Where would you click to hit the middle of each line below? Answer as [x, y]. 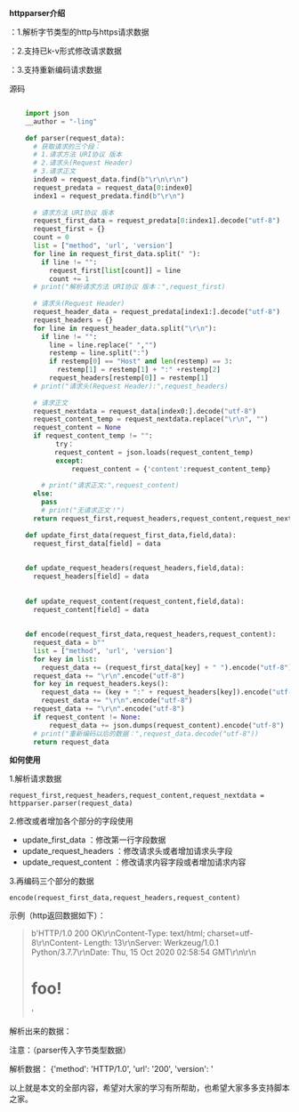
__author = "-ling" [61, 121]
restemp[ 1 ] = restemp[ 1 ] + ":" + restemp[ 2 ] [138, 370]
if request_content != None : [87, 717]
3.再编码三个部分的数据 [52, 881]
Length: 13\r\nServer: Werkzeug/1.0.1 [152, 943]
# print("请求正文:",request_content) [110, 486]
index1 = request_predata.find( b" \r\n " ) [109, 196]
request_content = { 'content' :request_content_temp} [171, 469]
